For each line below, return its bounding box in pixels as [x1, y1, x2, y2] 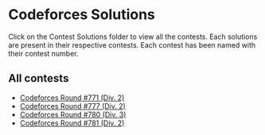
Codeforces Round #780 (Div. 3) [19, 110, 127, 119]
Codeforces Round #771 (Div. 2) [19, 93, 125, 102]
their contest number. [8, 48, 79, 58]
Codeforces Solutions [8, 6, 155, 24]
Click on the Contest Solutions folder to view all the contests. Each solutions [8, 32, 258, 41]
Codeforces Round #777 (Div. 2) [19, 101, 126, 110]
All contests [8, 71, 69, 85]
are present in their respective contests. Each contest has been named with [8, 40, 256, 49]
